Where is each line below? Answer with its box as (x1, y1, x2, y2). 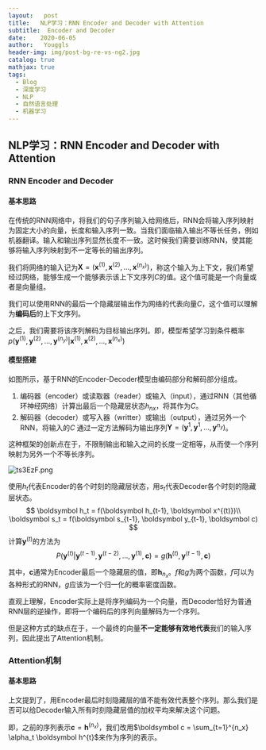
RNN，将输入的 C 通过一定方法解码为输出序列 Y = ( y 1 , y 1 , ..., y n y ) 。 (19, 421, 233, 433)
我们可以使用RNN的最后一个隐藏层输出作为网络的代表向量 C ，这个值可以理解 (8, 299, 258, 309)
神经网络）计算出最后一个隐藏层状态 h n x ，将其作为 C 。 (26, 402, 203, 413)
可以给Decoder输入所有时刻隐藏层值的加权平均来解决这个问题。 (14, 705, 225, 714)
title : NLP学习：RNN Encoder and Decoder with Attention (8, 19, 204, 27)
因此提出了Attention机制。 (21, 633, 108, 643)
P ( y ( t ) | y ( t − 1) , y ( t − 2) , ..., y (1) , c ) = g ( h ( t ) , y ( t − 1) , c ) (56, 549, 211, 560)
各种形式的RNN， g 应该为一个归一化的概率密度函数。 (8, 579, 181, 589)
